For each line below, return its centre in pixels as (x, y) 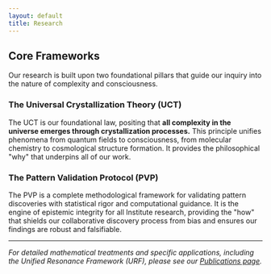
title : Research (35, 23)
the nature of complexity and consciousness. (83, 84)
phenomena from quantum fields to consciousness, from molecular (120, 139)
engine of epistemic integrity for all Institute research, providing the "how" (131, 212)
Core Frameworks (54, 56)
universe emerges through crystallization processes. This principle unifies (135, 131)
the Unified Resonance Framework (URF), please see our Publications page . (135, 261)
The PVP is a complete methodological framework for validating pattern (127, 195)
